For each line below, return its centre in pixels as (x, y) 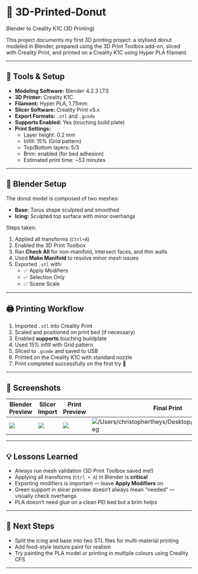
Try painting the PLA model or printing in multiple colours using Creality (101, 553)
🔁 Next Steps (30, 526)
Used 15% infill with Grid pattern (54, 345)
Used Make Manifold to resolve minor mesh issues (77, 258)
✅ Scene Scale (42, 284)
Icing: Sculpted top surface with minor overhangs (75, 216)
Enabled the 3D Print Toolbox (50, 245)
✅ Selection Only (44, 277)
